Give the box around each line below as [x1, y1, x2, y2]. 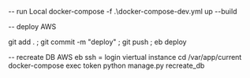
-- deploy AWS [8, 22, 57, 31]
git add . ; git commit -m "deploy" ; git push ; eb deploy [8, 37, 187, 46]
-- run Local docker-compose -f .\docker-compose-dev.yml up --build [8, 7, 237, 16]
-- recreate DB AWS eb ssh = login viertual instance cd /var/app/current [8, 53, 242, 61]
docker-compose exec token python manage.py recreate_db [8, 61, 205, 70]
